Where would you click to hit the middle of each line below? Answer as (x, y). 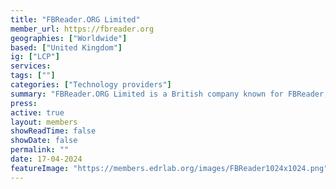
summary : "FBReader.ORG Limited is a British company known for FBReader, (169, 94)
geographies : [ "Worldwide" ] (69, 38)
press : (24, 103)
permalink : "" (40, 150)
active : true (37, 112)
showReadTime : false (53, 131)
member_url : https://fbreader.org (82, 29)
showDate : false (44, 141)
